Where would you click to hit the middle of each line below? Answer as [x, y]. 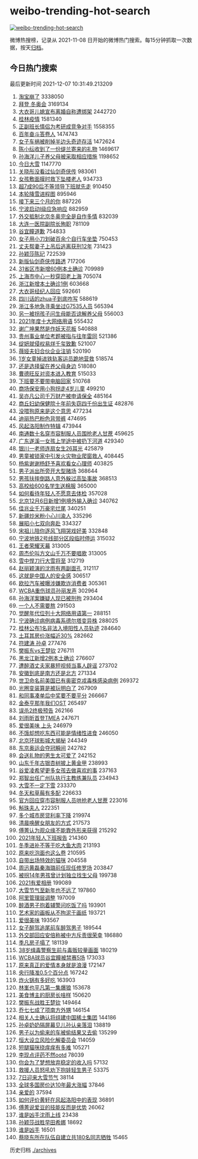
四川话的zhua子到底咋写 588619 [58, 298]
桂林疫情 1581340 [40, 119]
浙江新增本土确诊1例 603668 [54, 283]
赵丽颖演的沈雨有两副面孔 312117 [59, 568]
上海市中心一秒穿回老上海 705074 [60, 276]
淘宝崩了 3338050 [41, 96]
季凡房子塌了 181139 [43, 942]
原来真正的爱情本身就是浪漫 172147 [62, 965]
